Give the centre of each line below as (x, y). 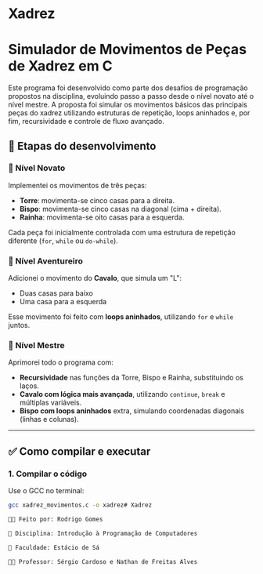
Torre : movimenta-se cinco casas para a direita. (97, 200)
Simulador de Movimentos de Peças (128, 50)
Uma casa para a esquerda (63, 302)
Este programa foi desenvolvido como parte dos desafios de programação (128, 88)
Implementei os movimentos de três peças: (77, 185)
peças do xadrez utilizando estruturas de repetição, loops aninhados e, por (129, 113)
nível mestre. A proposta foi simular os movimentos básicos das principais (128, 105)
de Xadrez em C (61, 66)
